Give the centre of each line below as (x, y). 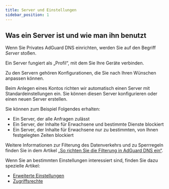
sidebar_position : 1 (27, 15)
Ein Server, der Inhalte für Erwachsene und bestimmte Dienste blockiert (88, 124)
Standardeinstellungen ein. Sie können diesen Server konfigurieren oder (81, 94)
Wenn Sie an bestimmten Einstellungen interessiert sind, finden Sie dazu (82, 160)
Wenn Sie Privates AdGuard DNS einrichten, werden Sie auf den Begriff (81, 48)
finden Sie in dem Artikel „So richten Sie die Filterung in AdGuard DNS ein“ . (84, 151)
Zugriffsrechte (28, 181)
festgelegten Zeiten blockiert (43, 135)
